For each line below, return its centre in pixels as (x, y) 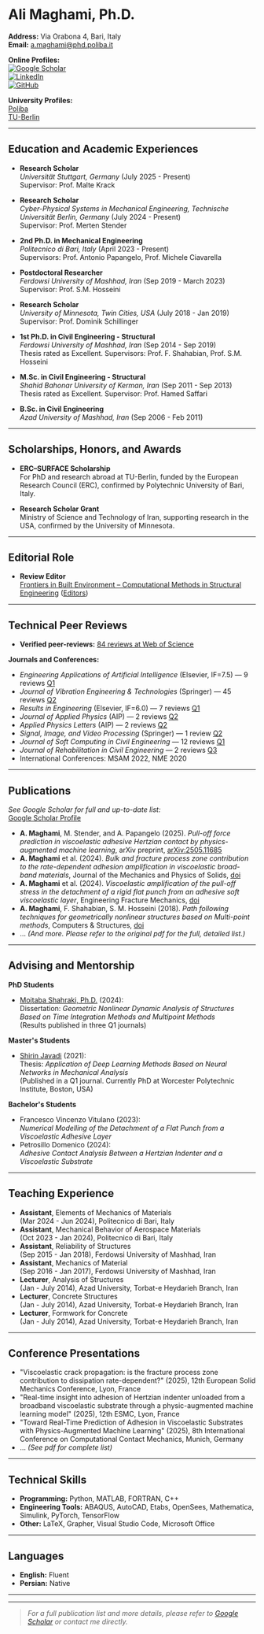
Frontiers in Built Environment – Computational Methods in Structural (130, 585)
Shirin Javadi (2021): (53, 1055)
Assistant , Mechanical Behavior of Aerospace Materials (110, 1229)
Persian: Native (45, 1584)
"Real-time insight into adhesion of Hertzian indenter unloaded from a (132, 1397)
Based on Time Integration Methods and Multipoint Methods (117, 1017)
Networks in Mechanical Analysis (74, 1072)
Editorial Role (41, 557)
